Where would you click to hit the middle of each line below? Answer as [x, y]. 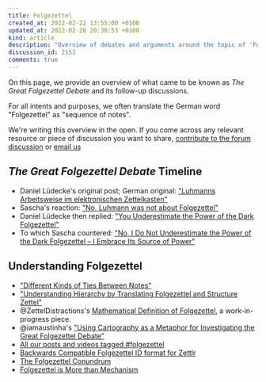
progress [34, 319]
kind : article [32, 38]
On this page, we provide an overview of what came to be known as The [126, 82]
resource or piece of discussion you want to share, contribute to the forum [130, 138]
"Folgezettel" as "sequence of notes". [70, 114]
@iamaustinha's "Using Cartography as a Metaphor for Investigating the [137, 327]
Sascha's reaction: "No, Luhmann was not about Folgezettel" [119, 208]
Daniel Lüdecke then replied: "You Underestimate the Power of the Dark [137, 216]
